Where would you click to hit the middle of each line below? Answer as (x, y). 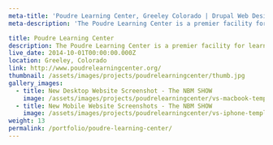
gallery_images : (36, 83)
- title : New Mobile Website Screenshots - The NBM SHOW (114, 106)
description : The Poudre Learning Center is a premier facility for (127, 45)
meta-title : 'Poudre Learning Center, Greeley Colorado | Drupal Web (129, 16)
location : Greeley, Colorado (58, 61)
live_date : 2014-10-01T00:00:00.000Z (72, 53)
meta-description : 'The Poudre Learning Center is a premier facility (130, 23)
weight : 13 (27, 121)
